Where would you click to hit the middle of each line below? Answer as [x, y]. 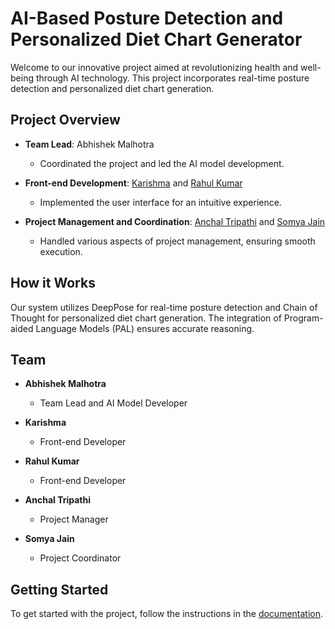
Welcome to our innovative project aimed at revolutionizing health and [154, 67]
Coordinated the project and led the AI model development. [162, 163]
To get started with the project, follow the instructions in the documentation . [167, 614]
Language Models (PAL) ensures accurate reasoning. [145, 328]
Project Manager [74, 519]
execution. [61, 251]
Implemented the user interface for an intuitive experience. [160, 202]
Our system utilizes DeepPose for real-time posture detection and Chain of [164, 307]
